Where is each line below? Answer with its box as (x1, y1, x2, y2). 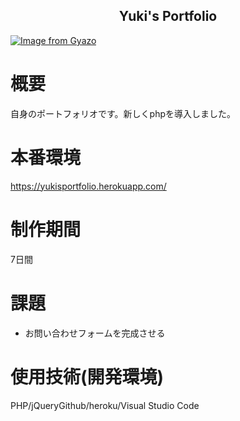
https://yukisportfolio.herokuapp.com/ (10, 180, 167, 192)
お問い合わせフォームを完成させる (24, 327, 166, 339)
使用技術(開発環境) (10, 365, 165, 388)
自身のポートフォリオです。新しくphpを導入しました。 (10, 107, 237, 119)
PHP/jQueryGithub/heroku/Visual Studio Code (10, 399, 200, 411)
